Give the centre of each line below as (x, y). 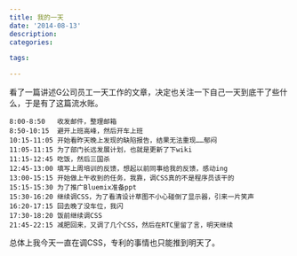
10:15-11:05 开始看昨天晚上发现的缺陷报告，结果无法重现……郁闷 (113, 141)
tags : (19, 58)
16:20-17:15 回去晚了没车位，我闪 (66, 206)
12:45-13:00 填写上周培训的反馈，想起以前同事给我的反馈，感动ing (119, 169)
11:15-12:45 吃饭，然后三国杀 (60, 159)
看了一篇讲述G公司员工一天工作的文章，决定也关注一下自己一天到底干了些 (144, 92)
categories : (31, 42)
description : (33, 34)
